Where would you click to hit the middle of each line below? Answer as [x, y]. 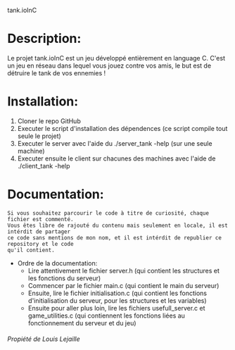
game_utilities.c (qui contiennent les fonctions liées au [106, 315]
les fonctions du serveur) [64, 278]
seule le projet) [39, 136]
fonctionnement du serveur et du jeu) [82, 323]
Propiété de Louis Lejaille [44, 339]
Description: [44, 39]
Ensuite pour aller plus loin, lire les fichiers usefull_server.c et [116, 308]
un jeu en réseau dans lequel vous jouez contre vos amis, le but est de [109, 65]
